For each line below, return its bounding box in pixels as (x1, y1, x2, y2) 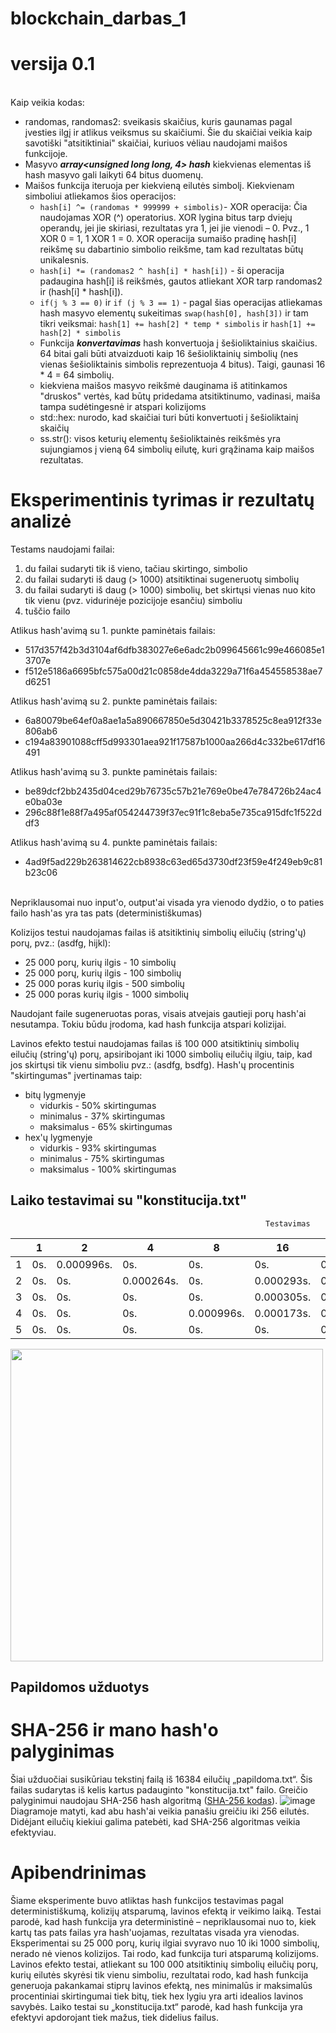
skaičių (39, 422, 70, 434)
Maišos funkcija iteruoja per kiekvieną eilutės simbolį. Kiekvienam (24, 180, 295, 192)
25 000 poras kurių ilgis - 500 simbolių (24, 978, 185, 990)
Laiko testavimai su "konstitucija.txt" (10, 1192, 248, 1209)
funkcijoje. (24, 148, 68, 160)
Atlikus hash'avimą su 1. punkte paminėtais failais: (10, 625, 216, 637)
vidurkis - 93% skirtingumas (39, 1142, 157, 1154)
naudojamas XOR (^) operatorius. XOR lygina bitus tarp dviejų (39, 212, 293, 224)
